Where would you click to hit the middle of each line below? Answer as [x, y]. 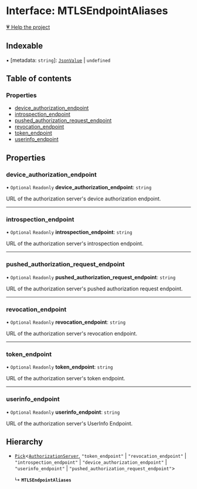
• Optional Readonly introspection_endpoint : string [69, 232]
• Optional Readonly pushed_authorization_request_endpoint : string [91, 277]
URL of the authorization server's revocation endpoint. [72, 334]
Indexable [25, 46]
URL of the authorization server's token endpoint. [66, 379]
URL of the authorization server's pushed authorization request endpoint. [94, 289]
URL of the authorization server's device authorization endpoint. [84, 199]
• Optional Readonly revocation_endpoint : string [66, 322]
